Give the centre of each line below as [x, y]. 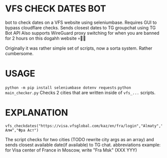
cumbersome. [19, 53]
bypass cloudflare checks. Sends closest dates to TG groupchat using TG [81, 27]
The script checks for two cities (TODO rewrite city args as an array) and [80, 139]
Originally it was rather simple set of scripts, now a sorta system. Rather [79, 48]
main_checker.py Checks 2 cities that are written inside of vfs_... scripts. [80, 92]
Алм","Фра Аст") [22, 130]
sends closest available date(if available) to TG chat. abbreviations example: [83, 145]
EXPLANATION [37, 113]
